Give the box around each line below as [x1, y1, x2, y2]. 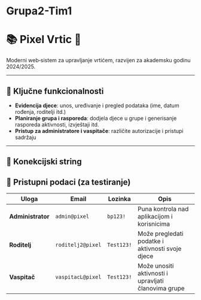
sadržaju [14, 134, 37, 141]
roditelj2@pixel [55, 241, 102, 249]
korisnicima [137, 220, 170, 228]
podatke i [137, 237, 164, 246]
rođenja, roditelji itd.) [14, 108, 66, 115]
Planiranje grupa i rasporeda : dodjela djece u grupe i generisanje [14, 114, 177, 122]
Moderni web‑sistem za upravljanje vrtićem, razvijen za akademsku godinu [6, 57, 191, 64]
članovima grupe [137, 284, 185, 293]
